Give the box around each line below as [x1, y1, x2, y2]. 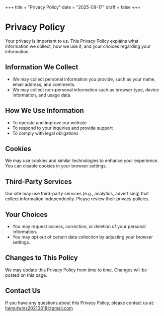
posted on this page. [5, 272, 48, 278]
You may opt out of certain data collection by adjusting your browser [12, 234, 153, 240]
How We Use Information [5, 106, 84, 115]
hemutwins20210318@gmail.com [5, 305, 73, 311]
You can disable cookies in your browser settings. [5, 163, 107, 169]
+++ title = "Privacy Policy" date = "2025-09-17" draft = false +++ [5, 4, 141, 10]
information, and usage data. [12, 92, 72, 98]
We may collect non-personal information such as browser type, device [12, 86, 159, 92]
